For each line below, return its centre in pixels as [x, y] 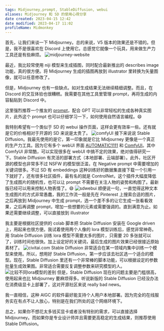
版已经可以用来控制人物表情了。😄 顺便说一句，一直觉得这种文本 [82, 188]
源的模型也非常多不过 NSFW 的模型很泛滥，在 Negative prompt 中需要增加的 [82, 164]
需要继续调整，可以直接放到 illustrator [51, 213]
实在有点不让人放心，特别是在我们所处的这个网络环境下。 [67, 301]
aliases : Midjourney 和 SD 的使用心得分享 [46, 14]
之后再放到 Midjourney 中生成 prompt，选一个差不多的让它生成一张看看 [77, 201]
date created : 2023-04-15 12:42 [38, 19]
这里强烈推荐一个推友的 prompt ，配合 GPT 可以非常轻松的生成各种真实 [76, 110]
